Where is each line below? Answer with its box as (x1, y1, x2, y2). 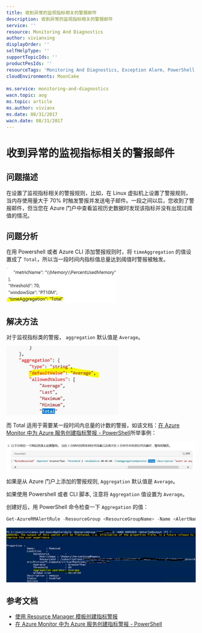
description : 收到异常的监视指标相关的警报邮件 (6, 16, 113, 22)
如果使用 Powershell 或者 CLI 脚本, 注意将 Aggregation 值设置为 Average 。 (6, 490, 188, 497)
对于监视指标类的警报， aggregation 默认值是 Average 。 (6, 334, 144, 341)
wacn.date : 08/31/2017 (6, 117, 63, 123)
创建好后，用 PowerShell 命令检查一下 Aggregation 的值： (6, 503, 149, 510)
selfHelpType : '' (6, 48, 50, 54)
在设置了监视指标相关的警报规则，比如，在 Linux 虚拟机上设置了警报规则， (6, 189, 191, 196)
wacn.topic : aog (6, 92, 47, 99)
